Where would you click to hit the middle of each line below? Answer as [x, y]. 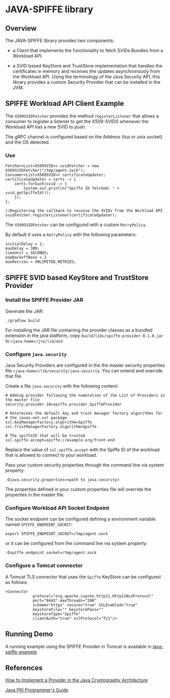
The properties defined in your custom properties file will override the [78, 489]
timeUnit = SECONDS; [27, 253]
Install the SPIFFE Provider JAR [44, 300]
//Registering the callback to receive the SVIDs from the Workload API [84, 211]
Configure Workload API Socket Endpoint [57, 508]
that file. [14, 376]
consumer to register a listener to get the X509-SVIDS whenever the [77, 121]
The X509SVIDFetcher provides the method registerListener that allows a [82, 116]
